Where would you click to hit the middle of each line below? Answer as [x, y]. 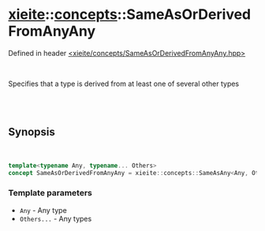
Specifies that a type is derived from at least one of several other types [124, 84]
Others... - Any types [56, 218]
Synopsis [32, 132]
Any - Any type [43, 210]
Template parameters [50, 193]
